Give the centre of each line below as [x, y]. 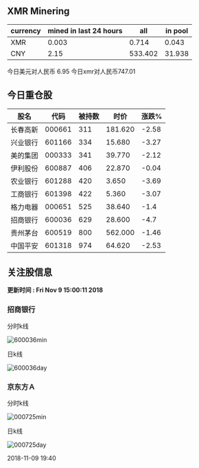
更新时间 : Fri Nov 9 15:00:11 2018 [55, 290]
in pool [177, 30]
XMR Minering [38, 11]
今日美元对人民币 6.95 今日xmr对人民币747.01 [71, 71]
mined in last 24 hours [85, 30]
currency [26, 30]
